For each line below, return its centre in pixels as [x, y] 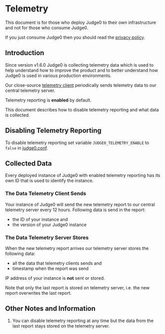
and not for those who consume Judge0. [47, 27]
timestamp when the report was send [51, 268]
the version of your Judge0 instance [49, 225]
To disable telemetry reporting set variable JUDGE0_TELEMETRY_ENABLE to [77, 143]
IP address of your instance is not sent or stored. [55, 278]
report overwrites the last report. [38, 293]
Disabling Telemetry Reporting [53, 130]
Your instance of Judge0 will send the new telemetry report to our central [80, 204]
